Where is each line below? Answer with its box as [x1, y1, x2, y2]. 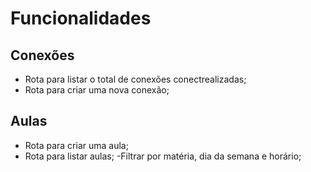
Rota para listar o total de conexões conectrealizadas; [24, 73, 247, 85]
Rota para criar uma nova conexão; [24, 84, 170, 96]
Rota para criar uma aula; [24, 139, 129, 151]
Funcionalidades [10, 7, 152, 30]
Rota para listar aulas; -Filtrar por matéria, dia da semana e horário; [24, 150, 302, 162]
